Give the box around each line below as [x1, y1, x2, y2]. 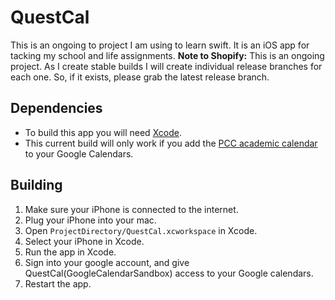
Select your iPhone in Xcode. [24, 235, 145, 247]
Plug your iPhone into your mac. [24, 214, 157, 226]
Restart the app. [24, 277, 92, 290]
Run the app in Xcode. [24, 246, 117, 258]
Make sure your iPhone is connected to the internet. [24, 203, 239, 215]
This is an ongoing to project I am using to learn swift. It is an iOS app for [10, 39, 310, 51]
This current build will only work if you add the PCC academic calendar [24, 137, 318, 149]
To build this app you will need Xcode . [24, 126, 182, 138]
